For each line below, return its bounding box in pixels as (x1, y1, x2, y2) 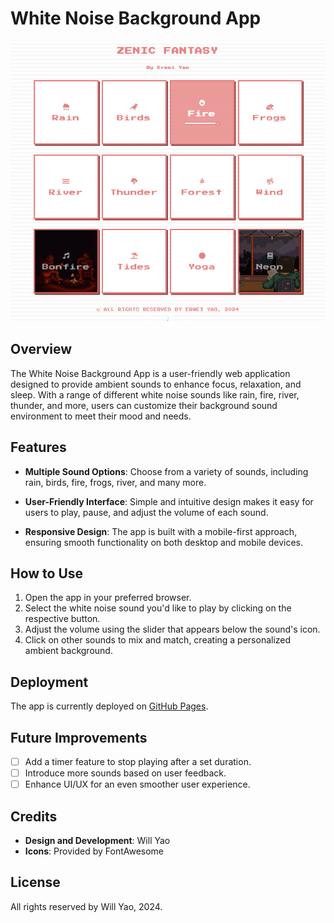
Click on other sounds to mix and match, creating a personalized (24, 634, 292, 646)
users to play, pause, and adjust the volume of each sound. (24, 506, 269, 518)
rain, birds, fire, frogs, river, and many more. (24, 476, 207, 488)
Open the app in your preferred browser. (24, 592, 192, 604)
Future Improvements (10, 729, 148, 746)
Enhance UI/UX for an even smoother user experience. (24, 778, 251, 791)
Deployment (10, 673, 89, 691)
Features (10, 439, 67, 456)
